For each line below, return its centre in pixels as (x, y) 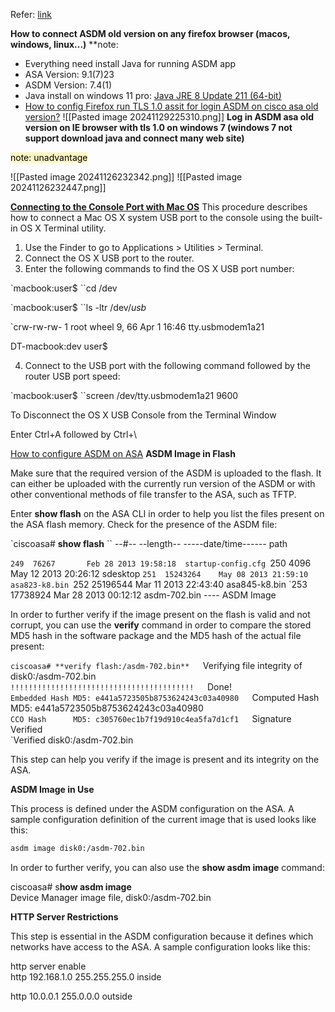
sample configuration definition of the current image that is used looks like (163, 819)
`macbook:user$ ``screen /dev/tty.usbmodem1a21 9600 (124, 395)
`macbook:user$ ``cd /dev (64, 288)
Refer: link (31, 14)
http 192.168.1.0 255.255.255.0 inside (86, 976)
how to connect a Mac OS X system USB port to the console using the (155, 217)
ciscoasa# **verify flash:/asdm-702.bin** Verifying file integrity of (156, 665)
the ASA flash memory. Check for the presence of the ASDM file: (144, 524)
